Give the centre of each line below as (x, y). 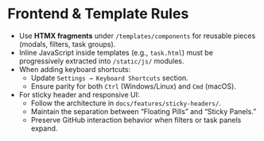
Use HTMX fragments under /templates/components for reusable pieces (137, 36)
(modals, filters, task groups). (67, 44)
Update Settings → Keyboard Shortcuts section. (109, 78)
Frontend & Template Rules (98, 14)
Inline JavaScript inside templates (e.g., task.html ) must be (116, 52)
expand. (44, 128)
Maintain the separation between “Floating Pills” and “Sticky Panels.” (144, 111)
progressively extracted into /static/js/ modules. (101, 61)
